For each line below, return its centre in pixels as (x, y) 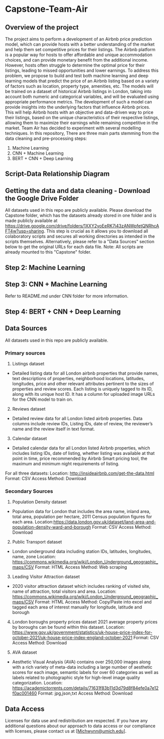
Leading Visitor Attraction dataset (46, 577)
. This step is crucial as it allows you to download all (96, 231)
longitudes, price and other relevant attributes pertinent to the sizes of (83, 384)
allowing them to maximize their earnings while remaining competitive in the (82, 123)
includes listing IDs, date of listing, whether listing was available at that (83, 453)
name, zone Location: (34, 557)
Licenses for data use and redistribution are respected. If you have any (76, 721)
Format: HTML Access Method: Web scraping (81, 567)
